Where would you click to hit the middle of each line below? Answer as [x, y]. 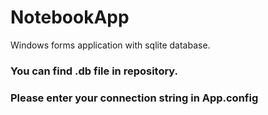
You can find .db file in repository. [94, 71]
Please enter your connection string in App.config [134, 98]
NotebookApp [70, 17]
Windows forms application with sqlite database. [110, 45]
